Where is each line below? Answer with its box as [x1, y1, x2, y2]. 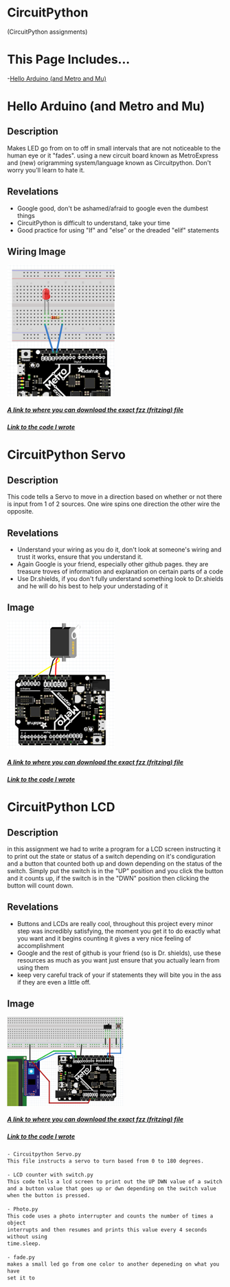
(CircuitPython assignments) [7, 27, 88, 36]
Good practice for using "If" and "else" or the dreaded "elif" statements [16, 225, 220, 234]
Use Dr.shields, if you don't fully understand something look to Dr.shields [16, 575, 224, 583]
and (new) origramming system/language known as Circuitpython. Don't [7, 158, 211, 166]
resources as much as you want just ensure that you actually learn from [16, 956, 220, 964]
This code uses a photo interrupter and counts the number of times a [7, 1212, 214, 1220]
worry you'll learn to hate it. [7, 166, 85, 174]
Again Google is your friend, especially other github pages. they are [16, 560, 209, 569]
